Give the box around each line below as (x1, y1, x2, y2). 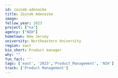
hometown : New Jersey (5, 34, 49, 39)
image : (5, 16, 18, 21)
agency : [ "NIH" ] (5, 30, 38, 34)
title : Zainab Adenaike (5, 12, 53, 16)
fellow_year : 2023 (5, 20, 42, 26)
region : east (5, 43, 32, 48)
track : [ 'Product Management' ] (5, 66, 68, 71)
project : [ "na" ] (5, 25, 38, 30)
